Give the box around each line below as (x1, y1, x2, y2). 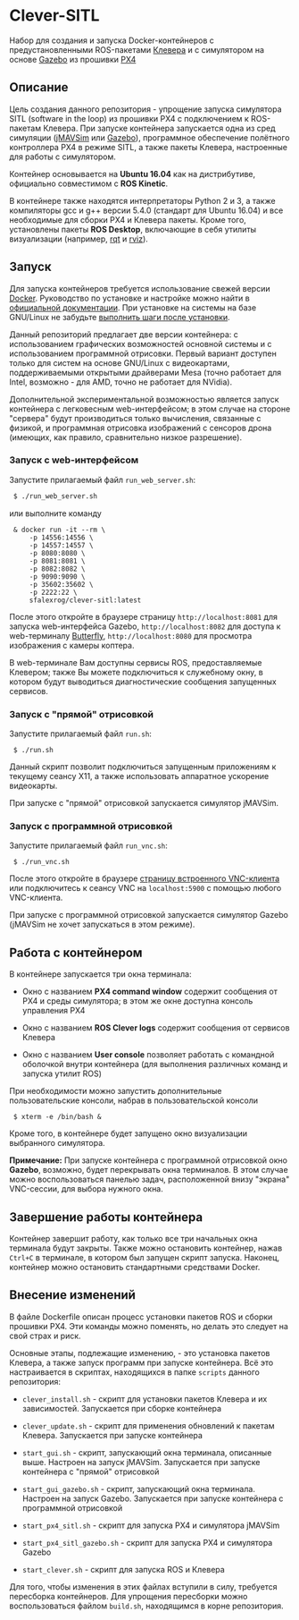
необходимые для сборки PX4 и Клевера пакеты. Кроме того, (9, 214, 247, 225)
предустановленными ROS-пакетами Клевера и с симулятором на (9, 44, 265, 55)
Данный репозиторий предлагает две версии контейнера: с (9, 328, 238, 340)
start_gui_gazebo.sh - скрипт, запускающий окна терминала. (21, 1483, 256, 1494)
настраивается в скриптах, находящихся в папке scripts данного (9, 1366, 261, 1378)
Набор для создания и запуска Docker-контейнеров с (9, 35, 214, 46)
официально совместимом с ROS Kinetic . (9, 178, 169, 189)
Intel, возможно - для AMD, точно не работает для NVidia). (9, 377, 233, 387)
